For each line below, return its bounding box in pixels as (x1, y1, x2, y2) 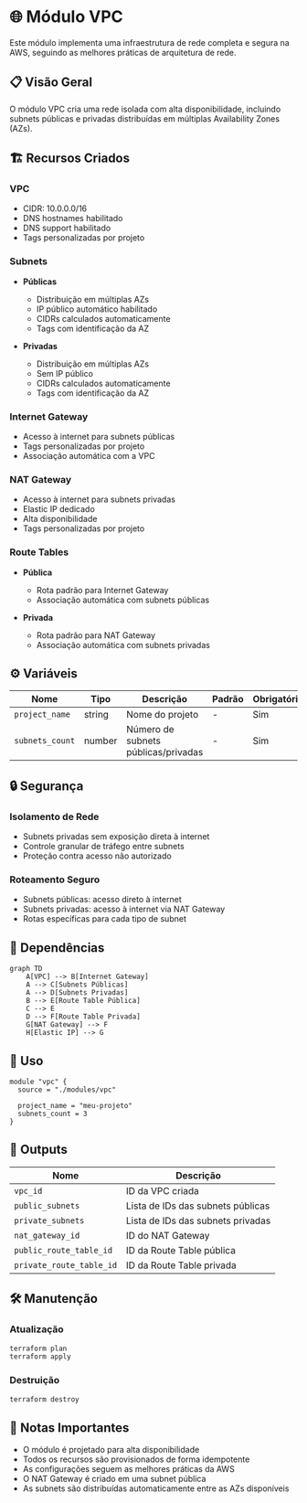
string (83, 709, 110, 721)
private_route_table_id (14, 1260, 118, 1270)
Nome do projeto (126, 709, 199, 721)
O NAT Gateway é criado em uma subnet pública (22, 1474, 206, 1485)
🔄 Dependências (9, 940, 105, 955)
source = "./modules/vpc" (17, 1085, 117, 1094)
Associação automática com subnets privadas (36, 639, 210, 650)
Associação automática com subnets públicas (36, 594, 210, 605)
